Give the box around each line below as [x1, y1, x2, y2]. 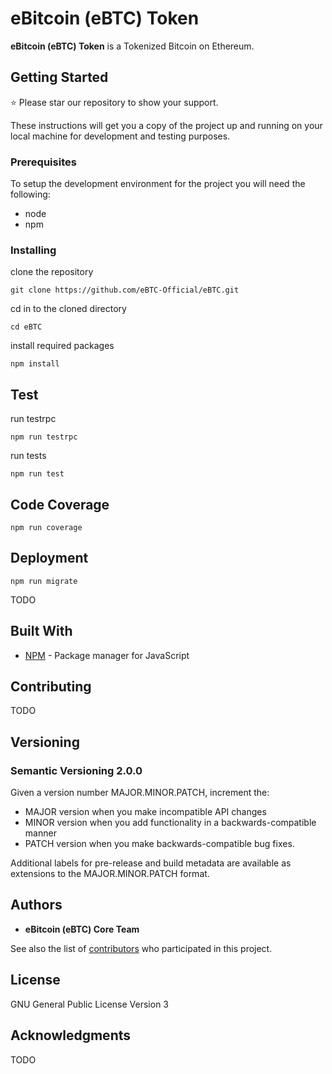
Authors [10, 897, 63, 914]
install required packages [10, 340, 115, 352]
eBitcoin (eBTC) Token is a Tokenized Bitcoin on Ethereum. [10, 40, 255, 52]
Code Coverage [10, 496, 110, 513]
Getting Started [10, 69, 109, 86]
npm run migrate [10, 576, 78, 586]
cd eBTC [10, 322, 43, 332]
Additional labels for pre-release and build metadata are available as [10, 857, 292, 869]
